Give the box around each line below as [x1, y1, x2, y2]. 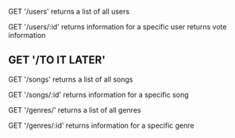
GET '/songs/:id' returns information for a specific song [8, 90, 189, 99]
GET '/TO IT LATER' [8, 53, 106, 67]
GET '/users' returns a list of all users [8, 7, 129, 16]
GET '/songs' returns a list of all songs [8, 75, 133, 84]
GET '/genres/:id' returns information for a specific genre [8, 121, 195, 130]
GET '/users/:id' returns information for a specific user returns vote [8, 22, 227, 31]
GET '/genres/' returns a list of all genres [8, 105, 141, 114]
